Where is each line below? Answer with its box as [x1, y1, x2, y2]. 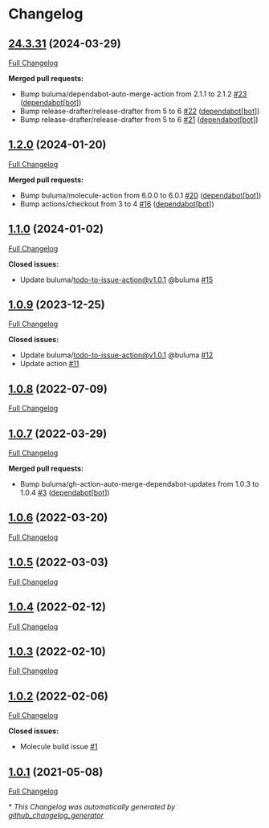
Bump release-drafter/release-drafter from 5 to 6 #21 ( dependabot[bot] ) [19, 115, 259, 124]
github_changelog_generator [8, 810, 104, 820]
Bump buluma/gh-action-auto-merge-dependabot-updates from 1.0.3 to [19, 479, 259, 489]
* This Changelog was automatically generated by [8, 801, 176, 811]
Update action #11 [19, 359, 79, 369]
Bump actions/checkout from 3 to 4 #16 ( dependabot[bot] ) [19, 198, 214, 209]
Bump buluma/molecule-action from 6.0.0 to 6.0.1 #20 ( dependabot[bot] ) [19, 190, 262, 200]
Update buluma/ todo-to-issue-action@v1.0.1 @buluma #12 [19, 350, 214, 360]
